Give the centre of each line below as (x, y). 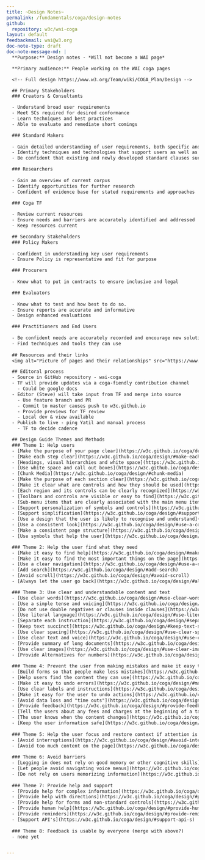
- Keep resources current (45, 226)
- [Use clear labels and (43, 689)
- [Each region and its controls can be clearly (75, 491)
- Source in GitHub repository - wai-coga (67, 377)
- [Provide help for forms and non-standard (69, 803)
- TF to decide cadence (48, 428)
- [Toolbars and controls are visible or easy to (76, 496)
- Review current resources (48, 215)
